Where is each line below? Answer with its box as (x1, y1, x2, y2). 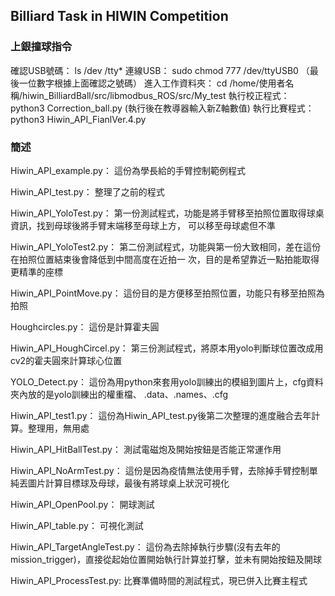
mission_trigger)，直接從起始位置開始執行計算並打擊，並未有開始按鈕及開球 (10, 553, 322, 565)
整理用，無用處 (27, 422, 90, 434)
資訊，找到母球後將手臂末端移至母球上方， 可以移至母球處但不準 (10, 219, 276, 231)
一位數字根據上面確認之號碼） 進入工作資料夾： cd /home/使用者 (18, 77, 286, 89)
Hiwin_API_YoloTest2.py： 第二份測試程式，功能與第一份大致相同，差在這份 (10, 240, 322, 253)
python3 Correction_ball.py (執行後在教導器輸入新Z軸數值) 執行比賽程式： (10, 102, 315, 114)
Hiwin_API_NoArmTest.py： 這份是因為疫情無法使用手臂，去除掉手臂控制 (10, 464, 310, 476)
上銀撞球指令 (10, 40, 73, 54)
